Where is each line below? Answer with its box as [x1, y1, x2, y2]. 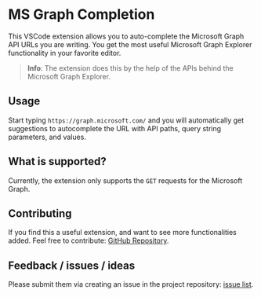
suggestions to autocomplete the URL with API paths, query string [8, 123, 222, 133]
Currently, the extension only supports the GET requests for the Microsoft [8, 175, 243, 185]
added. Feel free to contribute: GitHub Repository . [8, 236, 169, 245]
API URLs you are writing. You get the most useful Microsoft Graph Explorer [8, 39, 252, 49]
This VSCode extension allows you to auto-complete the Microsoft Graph [8, 31, 245, 41]
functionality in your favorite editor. [8, 48, 121, 57]
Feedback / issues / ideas [8, 258, 136, 272]
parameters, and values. [8, 132, 86, 141]
